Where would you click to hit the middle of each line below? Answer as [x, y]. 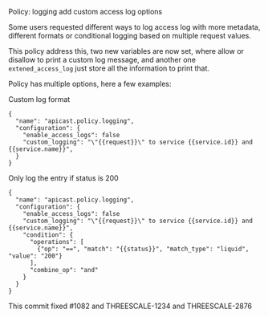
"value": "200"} [35, 256]
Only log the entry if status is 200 [63, 178]
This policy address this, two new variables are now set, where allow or [126, 51]
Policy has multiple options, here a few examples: [90, 84]
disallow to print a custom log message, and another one [102, 60]
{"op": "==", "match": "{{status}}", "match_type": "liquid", [143, 249]
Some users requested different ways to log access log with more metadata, [134, 27]
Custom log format [39, 99]
